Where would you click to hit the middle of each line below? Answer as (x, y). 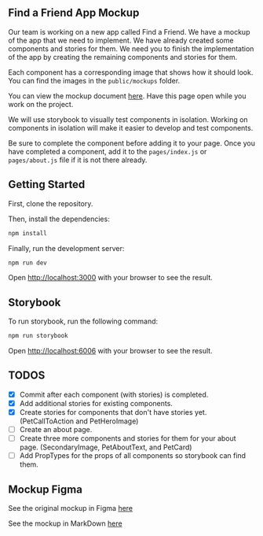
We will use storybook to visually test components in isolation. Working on (128, 119)
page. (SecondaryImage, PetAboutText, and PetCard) (106, 447)
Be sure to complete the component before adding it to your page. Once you (131, 143)
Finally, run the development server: (66, 248)
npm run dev (27, 263)
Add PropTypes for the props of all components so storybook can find (132, 456)
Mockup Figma (45, 489)
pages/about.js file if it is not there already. (78, 160)
